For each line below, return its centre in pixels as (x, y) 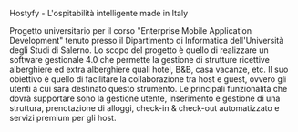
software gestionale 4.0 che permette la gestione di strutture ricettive (140, 60)
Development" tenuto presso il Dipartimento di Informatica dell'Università (147, 41)
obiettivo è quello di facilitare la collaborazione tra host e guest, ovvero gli (148, 79)
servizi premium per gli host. (63, 118)
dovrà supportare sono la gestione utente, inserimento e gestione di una (145, 98)
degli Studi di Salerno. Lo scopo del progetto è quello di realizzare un (139, 50)
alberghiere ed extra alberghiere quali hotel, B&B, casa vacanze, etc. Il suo (149, 69)
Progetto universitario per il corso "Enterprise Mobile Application (131, 30)
